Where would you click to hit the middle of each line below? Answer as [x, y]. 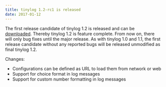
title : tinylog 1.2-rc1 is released [43, 10]
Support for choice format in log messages [56, 74]
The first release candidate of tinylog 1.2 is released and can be [70, 28]
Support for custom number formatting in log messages [69, 79]
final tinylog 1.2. [21, 49]
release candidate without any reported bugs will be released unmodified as [83, 44]
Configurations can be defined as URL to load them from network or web [87, 68]
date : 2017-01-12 [23, 14]
